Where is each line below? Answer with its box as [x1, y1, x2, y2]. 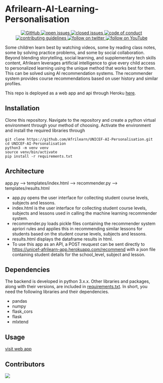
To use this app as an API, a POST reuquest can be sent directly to [12, 241, 145, 247]
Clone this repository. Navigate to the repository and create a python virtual [5, 117, 156, 123]
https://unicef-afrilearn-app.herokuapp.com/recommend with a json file [12, 246, 156, 252]
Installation [5, 104, 40, 112]
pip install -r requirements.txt [5, 154, 73, 159]
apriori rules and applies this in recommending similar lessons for [12, 225, 143, 232]
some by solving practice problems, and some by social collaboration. [5, 50, 145, 55]
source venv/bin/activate [5, 149, 57, 154]
